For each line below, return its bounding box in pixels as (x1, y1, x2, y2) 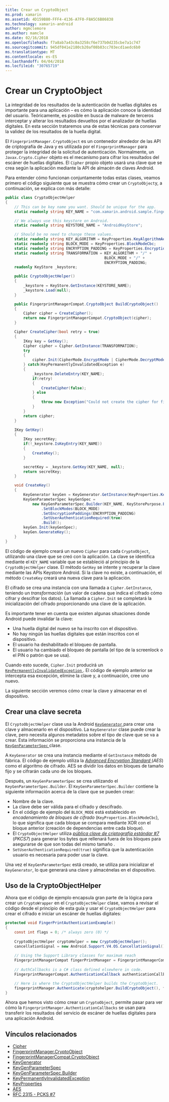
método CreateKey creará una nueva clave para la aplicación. (5, 574, 132, 581)
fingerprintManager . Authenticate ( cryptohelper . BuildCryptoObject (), (14, 985, 161, 991)
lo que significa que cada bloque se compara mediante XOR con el (12, 819, 151, 825)
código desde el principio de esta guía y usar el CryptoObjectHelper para (5, 905, 156, 911)
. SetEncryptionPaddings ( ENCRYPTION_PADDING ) (41, 511, 136, 516)
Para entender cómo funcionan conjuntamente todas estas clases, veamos (5, 175, 160, 181)
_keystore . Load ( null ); (23, 288, 71, 293)
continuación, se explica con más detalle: (5, 186, 91, 192)
